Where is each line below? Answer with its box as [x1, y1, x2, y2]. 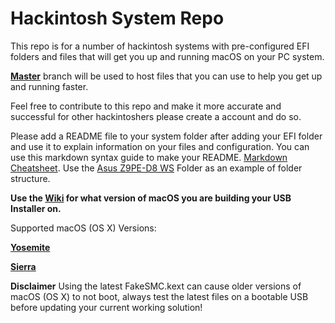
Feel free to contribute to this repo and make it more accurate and [10, 100, 282, 112]
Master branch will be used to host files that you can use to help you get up [10, 70, 323, 82]
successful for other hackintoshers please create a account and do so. [10, 110, 302, 122]
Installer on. [10, 202, 62, 214]
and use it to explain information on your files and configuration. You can [10, 140, 310, 152]
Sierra [10, 260, 37, 272]
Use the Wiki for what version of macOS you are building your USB [10, 192, 292, 204]
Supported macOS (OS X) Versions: [10, 222, 157, 234]
